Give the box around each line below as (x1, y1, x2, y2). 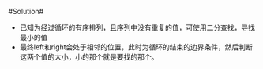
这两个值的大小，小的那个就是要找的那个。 (19, 53, 159, 61)
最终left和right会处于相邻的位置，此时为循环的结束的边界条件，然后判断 (19, 42, 253, 52)
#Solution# (8, 7, 44, 16)
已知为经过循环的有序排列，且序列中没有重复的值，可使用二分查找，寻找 (19, 23, 255, 32)
